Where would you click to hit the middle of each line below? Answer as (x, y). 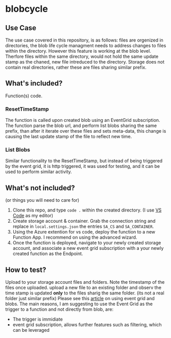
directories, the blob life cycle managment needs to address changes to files (86, 46)
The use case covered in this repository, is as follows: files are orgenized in (84, 40)
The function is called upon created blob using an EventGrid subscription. (83, 120)
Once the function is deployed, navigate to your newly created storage (87, 243)
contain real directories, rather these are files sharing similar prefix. (76, 67)
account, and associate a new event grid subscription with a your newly (88, 248)
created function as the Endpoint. (48, 253)
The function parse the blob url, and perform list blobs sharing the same (81, 125)
